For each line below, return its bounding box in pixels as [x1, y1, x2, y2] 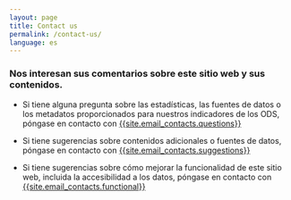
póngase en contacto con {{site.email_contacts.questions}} [21, 118, 242, 129]
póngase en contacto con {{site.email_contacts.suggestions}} [21, 145, 251, 155]
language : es [9, 37, 58, 47]
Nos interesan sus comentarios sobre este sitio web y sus [9, 68, 266, 80]
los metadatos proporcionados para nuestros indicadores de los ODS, [21, 108, 280, 119]
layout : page [9, 12, 58, 22]
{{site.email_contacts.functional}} [21, 180, 146, 192]
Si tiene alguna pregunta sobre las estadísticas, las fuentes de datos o [21, 99, 282, 110]
